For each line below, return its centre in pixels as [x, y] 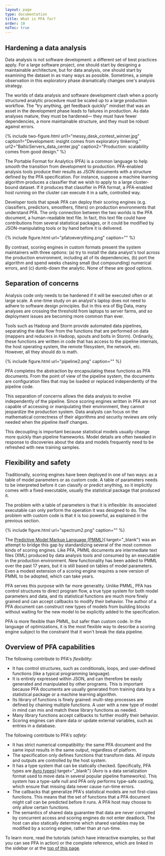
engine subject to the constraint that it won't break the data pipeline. [74, 632]
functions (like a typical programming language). [61, 674]
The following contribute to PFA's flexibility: [49, 659]
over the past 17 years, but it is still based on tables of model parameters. [79, 566]
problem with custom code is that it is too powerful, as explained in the [77, 515]
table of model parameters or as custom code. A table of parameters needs [82, 480]
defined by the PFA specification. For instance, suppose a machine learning [82, 177]
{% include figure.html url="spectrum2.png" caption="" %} [65, 530]
